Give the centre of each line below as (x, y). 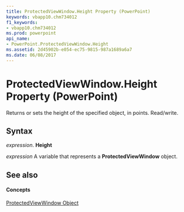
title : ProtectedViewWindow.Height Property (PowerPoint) (78, 11)
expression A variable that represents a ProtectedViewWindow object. (92, 156)
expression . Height (29, 145)
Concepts (18, 190)
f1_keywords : (22, 22)
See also (22, 175)
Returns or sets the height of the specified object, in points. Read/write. (92, 112)
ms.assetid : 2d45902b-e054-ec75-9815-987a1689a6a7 (69, 50)
